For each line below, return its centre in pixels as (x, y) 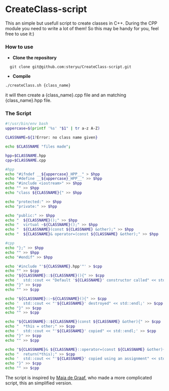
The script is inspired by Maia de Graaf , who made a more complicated (79, 378)
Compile (22, 76)
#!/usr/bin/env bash (27, 124)
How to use (19, 47)
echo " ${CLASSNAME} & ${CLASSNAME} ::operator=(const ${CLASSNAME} (75, 349)
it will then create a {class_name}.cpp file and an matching (66, 95)
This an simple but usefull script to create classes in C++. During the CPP (81, 23)
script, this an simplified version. (39, 383)
